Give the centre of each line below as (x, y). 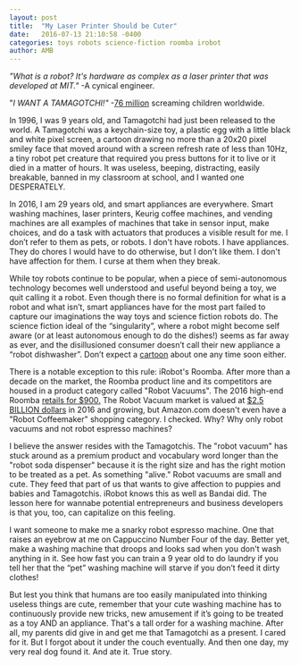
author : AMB (31, 51)
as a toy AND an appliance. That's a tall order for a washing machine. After (146, 623)
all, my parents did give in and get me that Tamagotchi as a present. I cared (148, 633)
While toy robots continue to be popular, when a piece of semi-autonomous (148, 279)
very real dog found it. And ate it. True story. (91, 652)
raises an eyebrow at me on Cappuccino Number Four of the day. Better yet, (150, 540)
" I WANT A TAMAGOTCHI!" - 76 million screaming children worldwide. (137, 103)
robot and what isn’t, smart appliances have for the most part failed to (137, 307)
